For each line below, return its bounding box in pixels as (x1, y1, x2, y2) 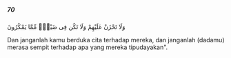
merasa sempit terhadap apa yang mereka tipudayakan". (7, 43, 168, 51)
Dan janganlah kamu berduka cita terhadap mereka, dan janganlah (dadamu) (7, 35, 225, 44)
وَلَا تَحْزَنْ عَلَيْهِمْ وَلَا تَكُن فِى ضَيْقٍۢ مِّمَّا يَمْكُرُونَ (7, 23, 125, 31)
